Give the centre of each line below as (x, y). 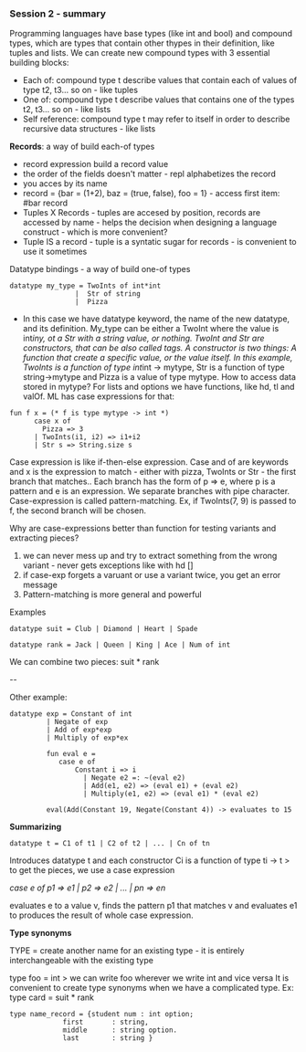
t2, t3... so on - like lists (67, 110)
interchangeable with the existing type (81, 961)
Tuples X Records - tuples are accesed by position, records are (142, 213)
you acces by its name (65, 184)
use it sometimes (55, 252)
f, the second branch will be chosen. (78, 510)
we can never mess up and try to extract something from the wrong (150, 556)
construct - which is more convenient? (95, 232)
